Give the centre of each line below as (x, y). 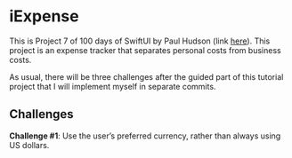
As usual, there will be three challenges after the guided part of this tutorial (146, 76)
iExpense (44, 16)
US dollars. (29, 145)
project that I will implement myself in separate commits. (113, 86)
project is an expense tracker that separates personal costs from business (146, 50)
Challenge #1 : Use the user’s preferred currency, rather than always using (145, 136)
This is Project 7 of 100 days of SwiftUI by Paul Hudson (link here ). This (140, 41)
